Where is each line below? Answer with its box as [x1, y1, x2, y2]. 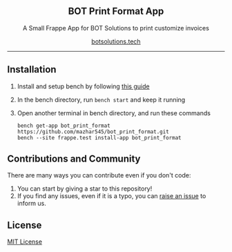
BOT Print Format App [68, 6, 164, 17]
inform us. [17, 200, 47, 208]
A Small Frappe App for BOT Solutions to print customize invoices [23, 23, 209, 32]
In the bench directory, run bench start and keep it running [17, 95, 186, 104]
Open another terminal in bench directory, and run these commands [17, 108, 211, 117]
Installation [7, 64, 57, 75]
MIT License [7, 238, 43, 246]
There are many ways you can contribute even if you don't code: [7, 171, 191, 180]
